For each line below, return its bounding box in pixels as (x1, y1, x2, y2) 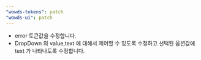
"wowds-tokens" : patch (6, 8, 64, 15)
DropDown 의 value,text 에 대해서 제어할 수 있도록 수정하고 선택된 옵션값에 (14, 39, 195, 47)
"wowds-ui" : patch (6, 15, 53, 21)
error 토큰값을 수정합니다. (14, 32, 77, 39)
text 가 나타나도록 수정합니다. (14, 47, 85, 55)
